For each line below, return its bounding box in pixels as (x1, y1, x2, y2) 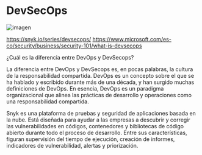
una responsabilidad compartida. (6, 98, 90, 105)
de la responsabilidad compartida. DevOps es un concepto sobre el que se (6, 72, 194, 79)
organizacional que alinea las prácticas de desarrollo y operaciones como (6, 91, 192, 98)
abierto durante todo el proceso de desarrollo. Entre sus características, (6, 129, 187, 136)
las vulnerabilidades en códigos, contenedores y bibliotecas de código (6, 122, 184, 129)
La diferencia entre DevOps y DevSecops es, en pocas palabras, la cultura (6, 65, 193, 73)
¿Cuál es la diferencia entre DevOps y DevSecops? (6, 53, 134, 61)
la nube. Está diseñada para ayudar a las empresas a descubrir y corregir (6, 116, 190, 123)
